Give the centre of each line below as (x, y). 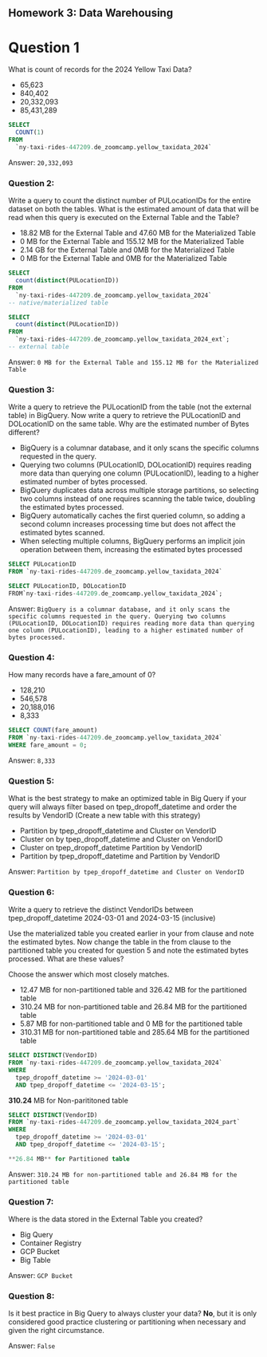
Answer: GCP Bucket (41, 1276)
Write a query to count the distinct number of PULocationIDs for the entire (130, 201)
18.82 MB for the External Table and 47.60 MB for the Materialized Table (138, 233)
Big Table (35, 1260)
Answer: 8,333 (32, 760)
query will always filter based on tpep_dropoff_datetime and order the (123, 807)
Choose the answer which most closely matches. (89, 974)
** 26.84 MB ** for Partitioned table (69, 1159)
